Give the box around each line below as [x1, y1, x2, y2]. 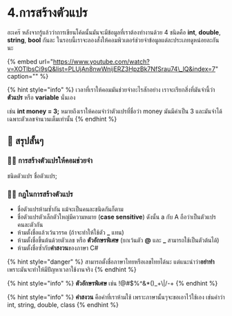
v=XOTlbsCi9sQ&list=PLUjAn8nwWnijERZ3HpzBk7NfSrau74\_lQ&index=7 [7, 64, 216, 73]
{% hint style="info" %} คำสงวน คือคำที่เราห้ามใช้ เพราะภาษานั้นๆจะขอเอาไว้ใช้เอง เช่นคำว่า [7, 293, 225, 301]
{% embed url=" [7, 57, 54, 66]
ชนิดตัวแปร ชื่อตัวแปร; [7, 171, 57, 180]
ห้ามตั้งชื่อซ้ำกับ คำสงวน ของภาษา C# [17, 244, 99, 252]
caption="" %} [7, 72, 49, 80]
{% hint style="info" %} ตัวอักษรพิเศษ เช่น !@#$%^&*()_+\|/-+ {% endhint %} [7, 279, 218, 287]
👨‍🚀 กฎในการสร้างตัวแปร [7, 189, 74, 199]
